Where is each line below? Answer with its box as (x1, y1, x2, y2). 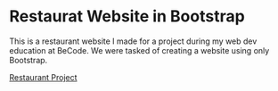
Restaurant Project (9, 71, 78, 82)
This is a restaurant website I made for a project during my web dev (9, 36, 258, 46)
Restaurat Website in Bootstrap (9, 6, 245, 27)
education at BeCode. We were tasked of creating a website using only (9, 45, 270, 55)
